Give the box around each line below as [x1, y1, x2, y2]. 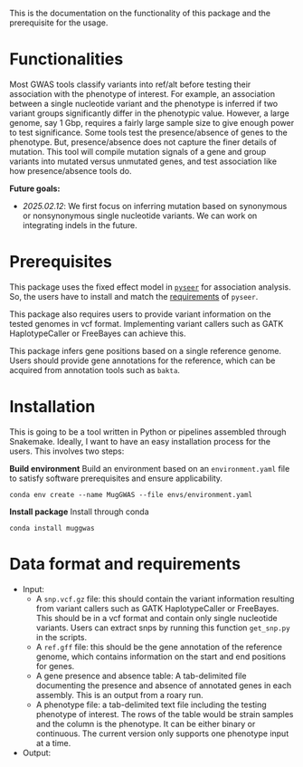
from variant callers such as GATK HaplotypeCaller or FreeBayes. [35, 602, 279, 614]
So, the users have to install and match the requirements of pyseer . [9, 291, 259, 302]
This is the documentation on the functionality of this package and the [9, 8, 271, 18]
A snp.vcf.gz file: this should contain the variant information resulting [35, 593, 295, 604]
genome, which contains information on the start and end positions [35, 651, 287, 662]
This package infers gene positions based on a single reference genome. [9, 345, 282, 356]
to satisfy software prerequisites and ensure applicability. [9, 473, 223, 484]
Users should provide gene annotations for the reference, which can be [9, 355, 276, 366]
